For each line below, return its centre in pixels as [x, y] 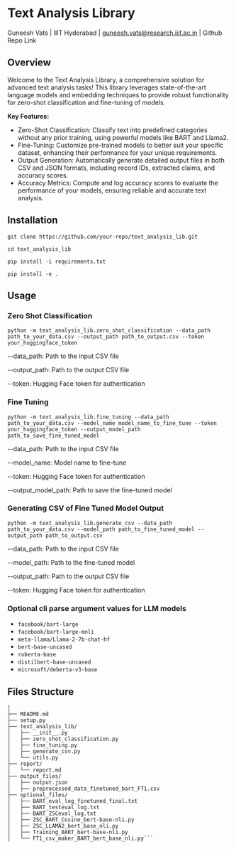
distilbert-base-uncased [54, 662]
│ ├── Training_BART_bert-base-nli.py [68, 832]
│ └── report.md [34, 770]
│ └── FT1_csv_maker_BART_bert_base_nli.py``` [80, 838]
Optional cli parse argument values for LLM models [97, 608]
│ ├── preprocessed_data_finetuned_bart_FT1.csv [84, 789]
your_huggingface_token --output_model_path [74, 429]
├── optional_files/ [38, 795]
